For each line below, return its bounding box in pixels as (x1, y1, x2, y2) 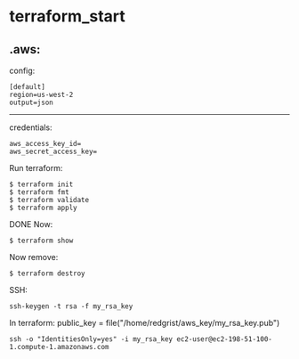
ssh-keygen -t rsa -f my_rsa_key (9, 302, 133, 311)
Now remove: (9, 252, 59, 262)
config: (9, 65, 36, 76)
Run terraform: (9, 163, 63, 173)
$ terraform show (9, 236, 74, 245)
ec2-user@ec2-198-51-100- (176, 335, 273, 344)
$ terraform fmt (9, 188, 69, 197)
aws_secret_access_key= (9, 147, 98, 156)
